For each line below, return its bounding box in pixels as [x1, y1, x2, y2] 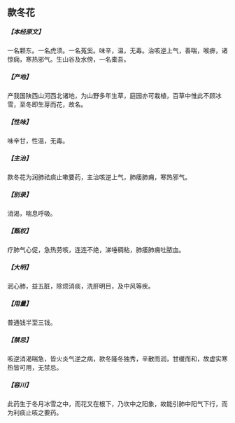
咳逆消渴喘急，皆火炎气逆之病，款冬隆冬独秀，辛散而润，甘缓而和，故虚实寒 [7, 354, 228, 363]
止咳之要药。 [25, 408, 63, 417]
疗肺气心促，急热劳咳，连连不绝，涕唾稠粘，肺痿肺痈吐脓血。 [7, 246, 185, 254]
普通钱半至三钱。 [7, 318, 57, 327]
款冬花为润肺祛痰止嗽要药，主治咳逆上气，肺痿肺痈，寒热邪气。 [7, 173, 191, 181]
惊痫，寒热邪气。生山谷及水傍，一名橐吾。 [7, 55, 130, 64]
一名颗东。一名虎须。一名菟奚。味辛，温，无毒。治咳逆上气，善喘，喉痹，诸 [7, 46, 228, 55]
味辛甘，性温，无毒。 [7, 137, 69, 145]
